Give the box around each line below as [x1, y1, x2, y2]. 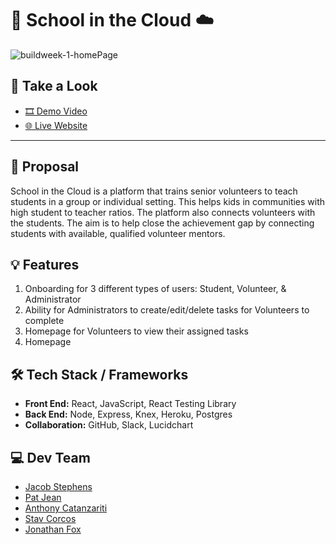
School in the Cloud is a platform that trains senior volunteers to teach [10, 185, 298, 197]
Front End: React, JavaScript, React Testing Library [24, 398, 237, 410]
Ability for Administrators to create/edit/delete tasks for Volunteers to [24, 304, 310, 316]
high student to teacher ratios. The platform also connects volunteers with [10, 206, 316, 218]
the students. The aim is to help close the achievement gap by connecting [10, 217, 315, 229]
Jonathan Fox [24, 523, 82, 535]
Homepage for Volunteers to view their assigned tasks [24, 325, 249, 337]
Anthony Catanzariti [24, 502, 108, 514]
